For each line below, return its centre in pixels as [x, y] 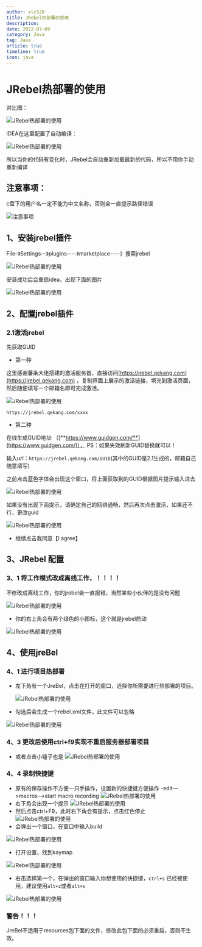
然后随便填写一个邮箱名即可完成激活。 [54, 388]
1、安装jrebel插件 [39, 238]
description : [23, 23]
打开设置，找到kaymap [44, 852]
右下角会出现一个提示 [42, 803]
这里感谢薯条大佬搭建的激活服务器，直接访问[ [63, 373]
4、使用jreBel [32, 652]
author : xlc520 [26, 12]
